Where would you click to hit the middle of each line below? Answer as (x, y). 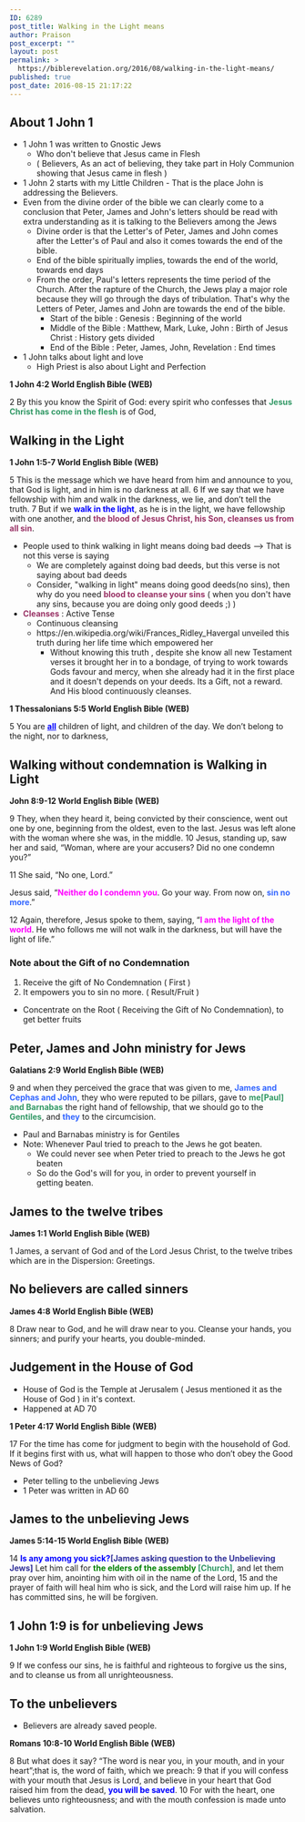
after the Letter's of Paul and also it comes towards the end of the (159, 241)
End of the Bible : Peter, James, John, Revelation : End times (163, 348)
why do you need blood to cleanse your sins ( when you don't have (163, 595)
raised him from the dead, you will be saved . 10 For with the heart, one (142, 1790)
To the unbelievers (63, 1704)
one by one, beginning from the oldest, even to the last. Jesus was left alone (152, 829)
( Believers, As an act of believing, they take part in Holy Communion (165, 164)
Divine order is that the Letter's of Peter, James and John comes (157, 231)
